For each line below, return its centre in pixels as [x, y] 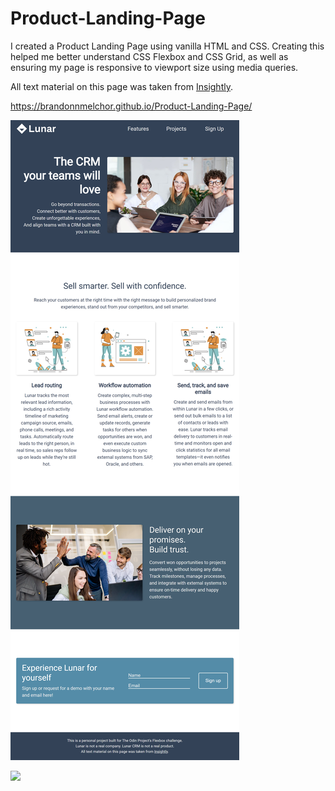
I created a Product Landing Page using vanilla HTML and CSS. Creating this [167, 46]
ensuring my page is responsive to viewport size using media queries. [154, 67]
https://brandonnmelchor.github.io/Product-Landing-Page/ [131, 106]
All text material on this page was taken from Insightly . [121, 86]
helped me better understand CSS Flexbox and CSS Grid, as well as [149, 56]
